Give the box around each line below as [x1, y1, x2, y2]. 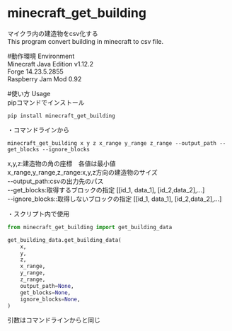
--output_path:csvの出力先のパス [7, 177, 104, 185]
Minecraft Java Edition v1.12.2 [7, 59, 94, 68]
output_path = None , [20, 282, 74, 289]
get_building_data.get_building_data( [7, 236, 122, 243]
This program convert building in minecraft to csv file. [7, 37, 164, 45]
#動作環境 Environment [7, 52, 75, 60]
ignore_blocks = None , [20, 296, 81, 303]
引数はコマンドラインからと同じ [7, 316, 100, 325]
